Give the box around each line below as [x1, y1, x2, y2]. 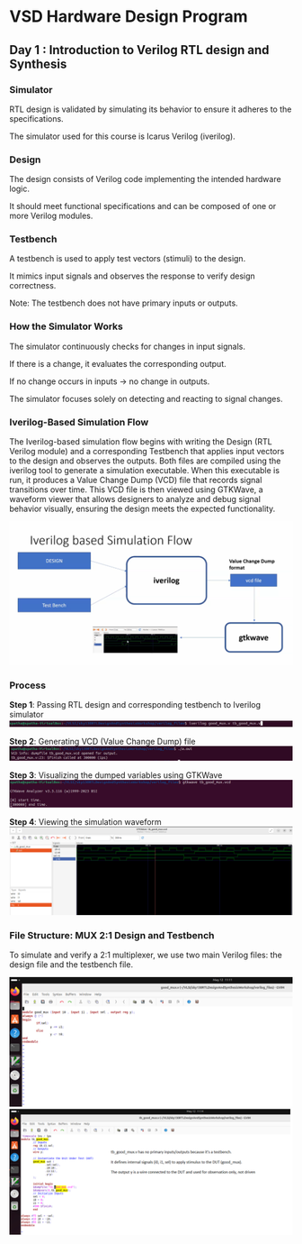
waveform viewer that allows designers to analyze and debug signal [9, 494, 261, 505]
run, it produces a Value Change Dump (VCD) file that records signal [9, 475, 262, 486]
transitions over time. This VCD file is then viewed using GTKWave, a [9, 484, 263, 495]
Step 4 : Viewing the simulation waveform [9, 817, 162, 828]
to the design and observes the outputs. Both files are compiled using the [9, 455, 281, 466]
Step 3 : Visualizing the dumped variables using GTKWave [9, 769, 223, 781]
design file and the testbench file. [9, 958, 133, 970]
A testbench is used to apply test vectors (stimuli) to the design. [9, 253, 246, 264]
